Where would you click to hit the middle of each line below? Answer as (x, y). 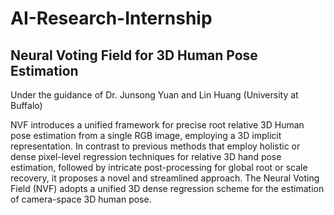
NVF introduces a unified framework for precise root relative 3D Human (157, 125)
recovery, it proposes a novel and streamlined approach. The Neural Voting (165, 178)
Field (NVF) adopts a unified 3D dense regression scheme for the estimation (167, 188)
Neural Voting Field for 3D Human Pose (134, 55)
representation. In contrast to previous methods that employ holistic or (155, 146)
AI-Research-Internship (111, 18)
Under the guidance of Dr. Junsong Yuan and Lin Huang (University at (154, 95)
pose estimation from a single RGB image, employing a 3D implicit (146, 135)
